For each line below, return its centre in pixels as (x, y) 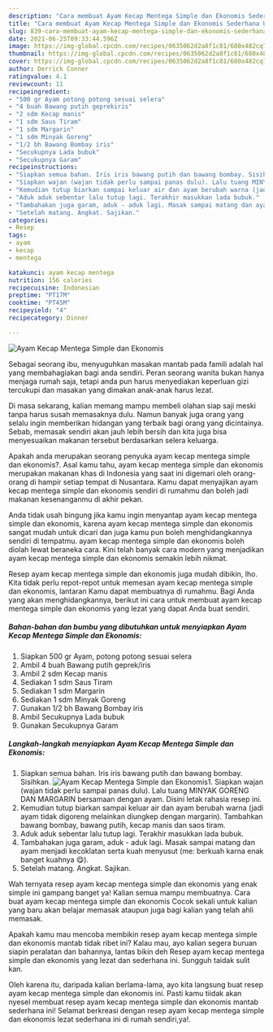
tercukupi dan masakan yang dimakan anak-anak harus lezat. (111, 390)
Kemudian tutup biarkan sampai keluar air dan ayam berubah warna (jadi (142, 808)
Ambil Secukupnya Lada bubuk (72, 716)
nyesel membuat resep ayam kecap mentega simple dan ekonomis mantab (133, 1002)
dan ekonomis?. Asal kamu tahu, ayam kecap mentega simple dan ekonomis (136, 464)
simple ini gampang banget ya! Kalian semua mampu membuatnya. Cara (129, 892)
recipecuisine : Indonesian (54, 288)
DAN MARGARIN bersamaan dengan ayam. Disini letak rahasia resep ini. (141, 799)
